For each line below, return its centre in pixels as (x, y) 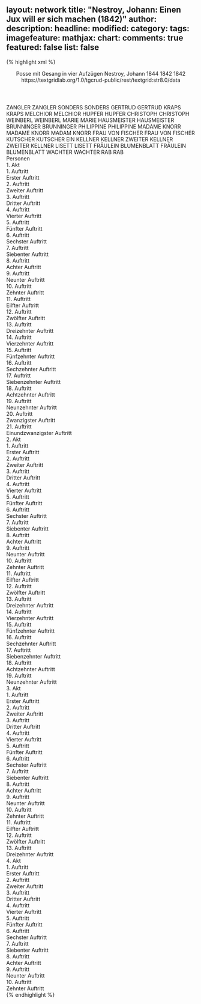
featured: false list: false (53, 47)
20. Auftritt (19, 413)
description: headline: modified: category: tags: (98, 29)
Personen (18, 158)
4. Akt (13, 860)
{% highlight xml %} (31, 62)
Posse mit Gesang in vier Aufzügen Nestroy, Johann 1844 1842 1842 (101, 73)
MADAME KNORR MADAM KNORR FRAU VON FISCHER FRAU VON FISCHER (100, 133)
